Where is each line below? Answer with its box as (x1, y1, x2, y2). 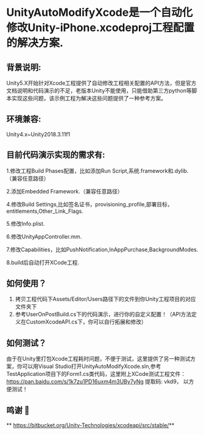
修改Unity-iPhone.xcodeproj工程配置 (6, 21, 195, 35)
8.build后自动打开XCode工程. (6, 259, 80, 266)
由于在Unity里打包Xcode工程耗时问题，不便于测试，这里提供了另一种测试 (6, 355, 191, 363)
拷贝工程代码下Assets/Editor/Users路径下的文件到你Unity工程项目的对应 (15, 296, 196, 303)
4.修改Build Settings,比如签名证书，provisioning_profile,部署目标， (6, 200, 174, 207)
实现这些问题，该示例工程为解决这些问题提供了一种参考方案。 (11, 95, 166, 102)
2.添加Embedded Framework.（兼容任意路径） (6, 187, 123, 195)
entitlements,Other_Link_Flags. (6, 207, 83, 215)
